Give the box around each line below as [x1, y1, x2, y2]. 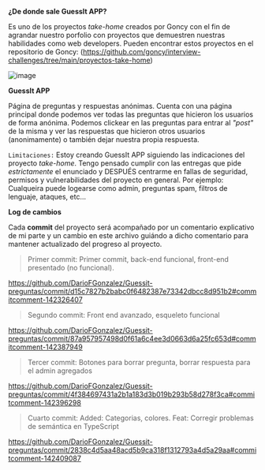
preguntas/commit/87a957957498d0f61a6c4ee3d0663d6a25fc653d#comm [8, 334, 256, 343]
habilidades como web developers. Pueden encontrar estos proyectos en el [8, 39, 254, 48]
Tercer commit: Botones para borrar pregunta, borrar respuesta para [27, 358, 251, 367]
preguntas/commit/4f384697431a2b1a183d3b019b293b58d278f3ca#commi [8, 390, 255, 399]
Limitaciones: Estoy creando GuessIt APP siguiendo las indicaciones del [8, 150, 245, 159]
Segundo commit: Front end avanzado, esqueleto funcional [27, 311, 220, 319]
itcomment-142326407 [8, 295, 83, 304]
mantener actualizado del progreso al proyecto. [8, 240, 162, 248]
